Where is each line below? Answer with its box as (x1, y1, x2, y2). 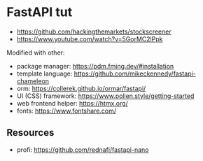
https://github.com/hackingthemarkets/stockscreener (16, 27, 172, 36)
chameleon (16, 76, 50, 85)
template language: (16, 69, 73, 78)
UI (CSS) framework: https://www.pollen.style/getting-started (16, 92, 195, 100)
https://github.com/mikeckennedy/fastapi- (73, 69, 197, 78)
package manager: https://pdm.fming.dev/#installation (16, 62, 174, 70)
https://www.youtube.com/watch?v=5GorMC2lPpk (16, 34, 163, 43)
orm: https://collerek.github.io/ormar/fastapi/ (16, 84, 146, 92)
